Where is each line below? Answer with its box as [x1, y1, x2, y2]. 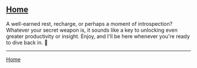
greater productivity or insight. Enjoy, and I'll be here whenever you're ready [6, 32, 191, 40]
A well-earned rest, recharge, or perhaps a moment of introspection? [6, 20, 173, 27]
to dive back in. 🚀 [6, 39, 48, 46]
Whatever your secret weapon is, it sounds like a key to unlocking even [6, 26, 178, 33]
